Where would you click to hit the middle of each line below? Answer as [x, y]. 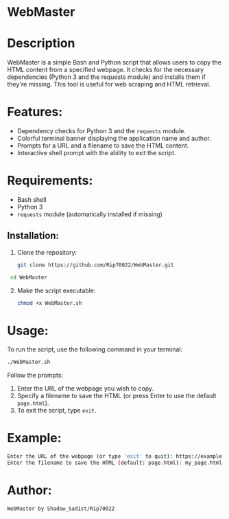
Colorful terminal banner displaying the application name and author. [114, 139]
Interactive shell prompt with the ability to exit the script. [96, 153]
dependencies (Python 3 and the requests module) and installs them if [106, 77]
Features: [35, 112]
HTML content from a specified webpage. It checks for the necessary [106, 70]
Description [41, 44]
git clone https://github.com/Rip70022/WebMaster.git [95, 265]
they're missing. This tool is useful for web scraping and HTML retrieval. [109, 84]
